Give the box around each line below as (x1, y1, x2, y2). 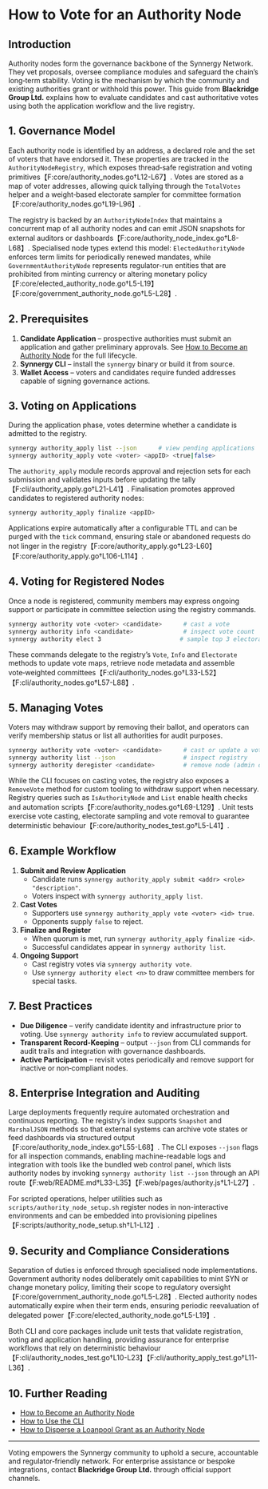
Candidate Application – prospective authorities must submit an (19, 334, 231, 343)
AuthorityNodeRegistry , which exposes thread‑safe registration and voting (8, 162, 253, 172)
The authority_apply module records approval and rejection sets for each (8, 466, 251, 476)
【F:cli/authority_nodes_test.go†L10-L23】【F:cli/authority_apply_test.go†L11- (8, 1353, 258, 1363)
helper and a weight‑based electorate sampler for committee (8, 190, 208, 199)
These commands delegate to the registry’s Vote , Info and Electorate (8, 650, 238, 659)
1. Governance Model (8, 124, 116, 138)
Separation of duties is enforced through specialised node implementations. (8, 1266, 258, 1275)
